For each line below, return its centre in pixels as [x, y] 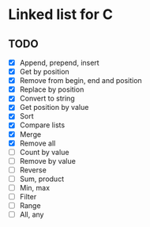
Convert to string [47, 98]
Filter [28, 196]
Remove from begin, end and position [81, 81]
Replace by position [52, 89]
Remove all [37, 143]
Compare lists [42, 125]
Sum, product [42, 179]
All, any [32, 214]
